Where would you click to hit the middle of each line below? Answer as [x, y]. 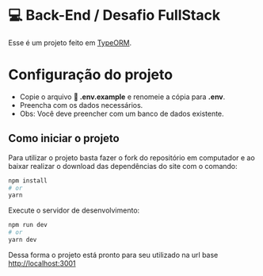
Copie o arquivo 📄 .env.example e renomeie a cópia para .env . [122, 97]
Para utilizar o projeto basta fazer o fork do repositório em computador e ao [131, 157]
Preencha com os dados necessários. [81, 105]
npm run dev [28, 225]
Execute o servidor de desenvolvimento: [74, 210]
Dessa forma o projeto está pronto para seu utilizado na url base [113, 255]
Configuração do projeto [90, 75]
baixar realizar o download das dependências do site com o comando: [123, 166]
